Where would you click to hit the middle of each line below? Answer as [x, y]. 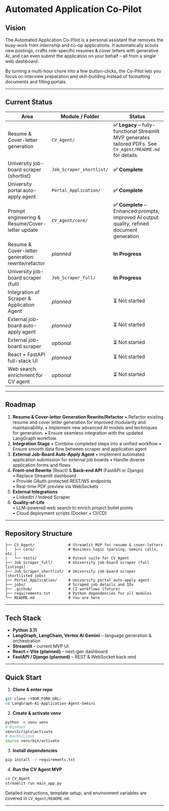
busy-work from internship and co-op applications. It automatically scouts [82, 45]
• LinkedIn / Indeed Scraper [41, 497]
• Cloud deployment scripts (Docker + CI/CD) [60, 513]
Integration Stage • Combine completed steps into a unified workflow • [87, 443]
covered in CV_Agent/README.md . [38, 798]
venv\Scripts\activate [29, 732]
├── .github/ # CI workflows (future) [63, 589]
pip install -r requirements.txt [40, 760]
